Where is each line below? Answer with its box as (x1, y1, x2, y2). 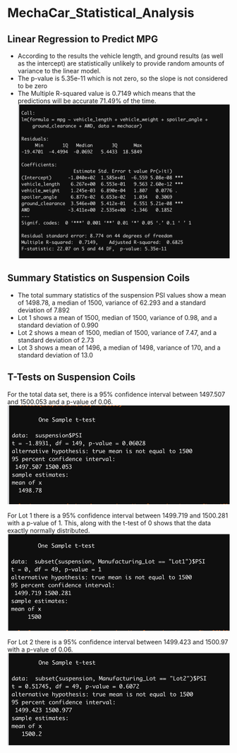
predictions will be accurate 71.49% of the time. (17, 97, 157, 105)
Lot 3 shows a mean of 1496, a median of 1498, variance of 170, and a (17, 343, 221, 352)
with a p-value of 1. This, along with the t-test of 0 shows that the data (7, 519, 212, 527)
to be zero (17, 82, 48, 90)
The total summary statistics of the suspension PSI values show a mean (17, 290, 226, 299)
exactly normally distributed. (7, 527, 90, 535)
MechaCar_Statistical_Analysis (7, 5, 195, 21)
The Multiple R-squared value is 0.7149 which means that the (17, 90, 196, 97)
